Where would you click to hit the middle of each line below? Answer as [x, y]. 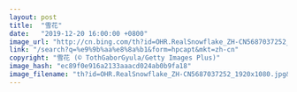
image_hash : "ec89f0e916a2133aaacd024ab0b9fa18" [100, 67]
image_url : [29, 42]
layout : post [33, 17]
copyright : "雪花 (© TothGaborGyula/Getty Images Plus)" [115, 58]
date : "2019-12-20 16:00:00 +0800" [79, 33]
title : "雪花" [36, 25]
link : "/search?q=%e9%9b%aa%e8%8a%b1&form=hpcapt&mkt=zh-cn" [124, 50]
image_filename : [39, 74]
